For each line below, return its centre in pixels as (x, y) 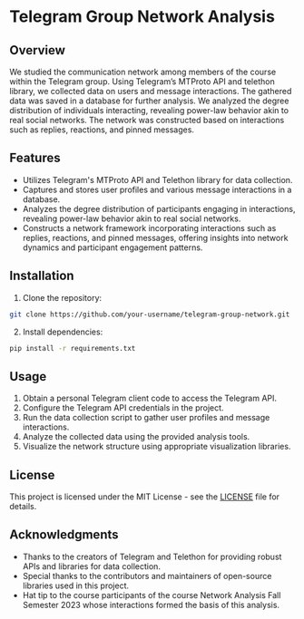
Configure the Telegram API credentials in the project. (123, 408)
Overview (38, 50)
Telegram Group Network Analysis (142, 17)
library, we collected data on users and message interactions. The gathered (151, 91)
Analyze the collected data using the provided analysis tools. (136, 437)
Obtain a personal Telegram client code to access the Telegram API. (150, 398)
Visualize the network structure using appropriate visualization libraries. (157, 447)
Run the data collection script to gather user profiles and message (146, 418)
